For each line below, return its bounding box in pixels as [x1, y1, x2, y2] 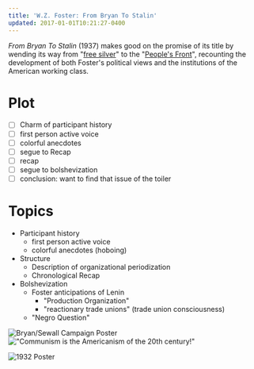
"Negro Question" [31, 313, 90, 322]
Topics [8, 202, 54, 221]
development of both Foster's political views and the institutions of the [8, 57, 237, 67]
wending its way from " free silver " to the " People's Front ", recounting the [8, 49, 247, 59]
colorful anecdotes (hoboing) [31, 245, 127, 255]
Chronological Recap [31, 271, 100, 280]
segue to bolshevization [19, 164, 98, 175]
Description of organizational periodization [31, 262, 171, 271]
